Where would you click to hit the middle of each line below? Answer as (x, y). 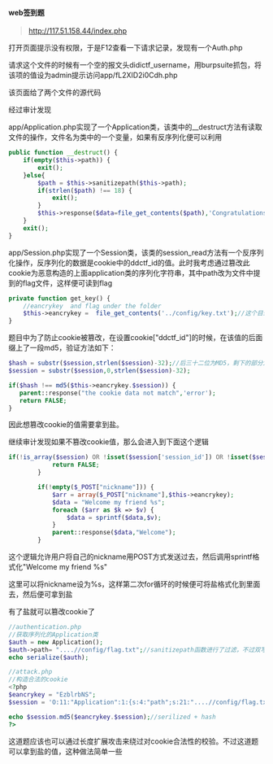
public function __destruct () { (63, 153)
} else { (34, 175)
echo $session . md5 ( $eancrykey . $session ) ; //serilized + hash (113, 717)
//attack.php (30, 672)
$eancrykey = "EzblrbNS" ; (52, 695)
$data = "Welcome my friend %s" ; (108, 502)
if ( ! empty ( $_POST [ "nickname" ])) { (96, 487)
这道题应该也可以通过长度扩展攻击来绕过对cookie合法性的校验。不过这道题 (134, 741)
